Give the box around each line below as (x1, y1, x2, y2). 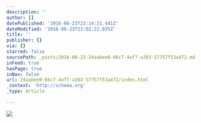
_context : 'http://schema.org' (6, 83, 86, 89)
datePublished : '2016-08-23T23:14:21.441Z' (6, 20, 119, 26)
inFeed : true (6, 60, 40, 66)
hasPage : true (6, 65, 43, 72)
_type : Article (6, 88, 45, 94)
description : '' (6, 9, 48, 15)
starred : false (6, 49, 45, 55)
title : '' (6, 32, 32, 38)
